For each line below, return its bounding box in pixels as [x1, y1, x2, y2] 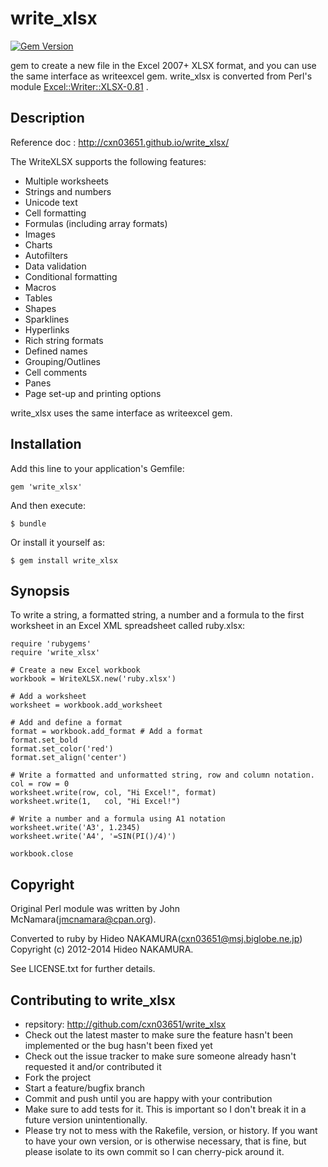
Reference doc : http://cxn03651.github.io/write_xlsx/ [10, 136, 230, 148]
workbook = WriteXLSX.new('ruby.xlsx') [10, 674, 177, 684]
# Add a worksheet [10, 692, 87, 702]
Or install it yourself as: [10, 536, 105, 548]
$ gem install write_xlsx [10, 555, 118, 566]
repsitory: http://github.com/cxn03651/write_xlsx [24, 1018, 227, 1030]
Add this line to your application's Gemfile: [10, 462, 185, 474]
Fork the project [24, 1072, 92, 1083]
